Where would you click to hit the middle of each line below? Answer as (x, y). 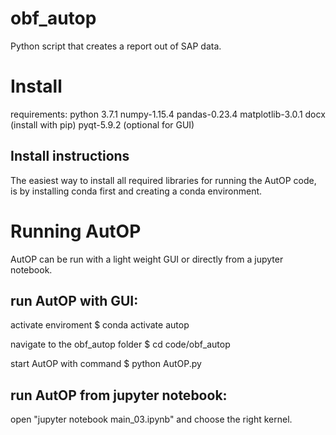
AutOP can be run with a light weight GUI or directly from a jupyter (147, 259)
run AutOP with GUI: (74, 301)
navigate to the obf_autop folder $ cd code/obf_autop (120, 344)
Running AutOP (76, 231)
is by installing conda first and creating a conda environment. (136, 191)
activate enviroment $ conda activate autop (100, 325)
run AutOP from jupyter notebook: (119, 395)
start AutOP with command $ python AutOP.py (106, 364)
